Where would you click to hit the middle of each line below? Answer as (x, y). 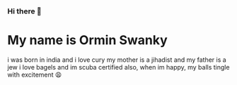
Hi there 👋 (25, 11)
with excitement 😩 (35, 74)
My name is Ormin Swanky (87, 40)
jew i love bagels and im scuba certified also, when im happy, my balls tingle (118, 67)
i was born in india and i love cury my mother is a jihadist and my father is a (117, 60)
